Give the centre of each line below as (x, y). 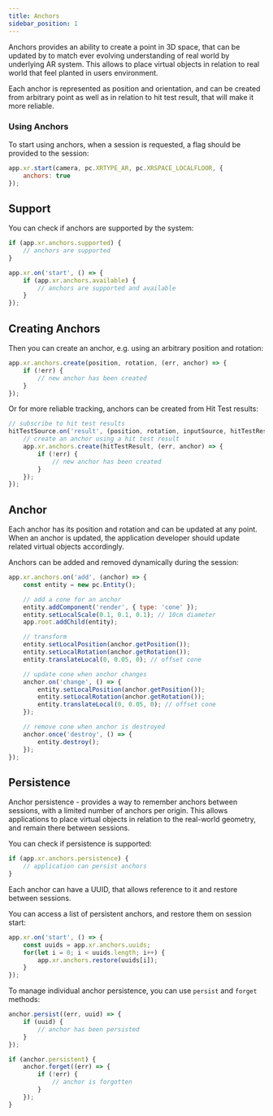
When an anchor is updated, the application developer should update (124, 538)
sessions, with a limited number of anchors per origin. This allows (118, 811)
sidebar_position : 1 (43, 24)
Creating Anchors (54, 328)
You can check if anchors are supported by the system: (101, 228)
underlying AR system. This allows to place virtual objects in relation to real (134, 64)
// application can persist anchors (85, 867)
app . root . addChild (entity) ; (70, 622)
